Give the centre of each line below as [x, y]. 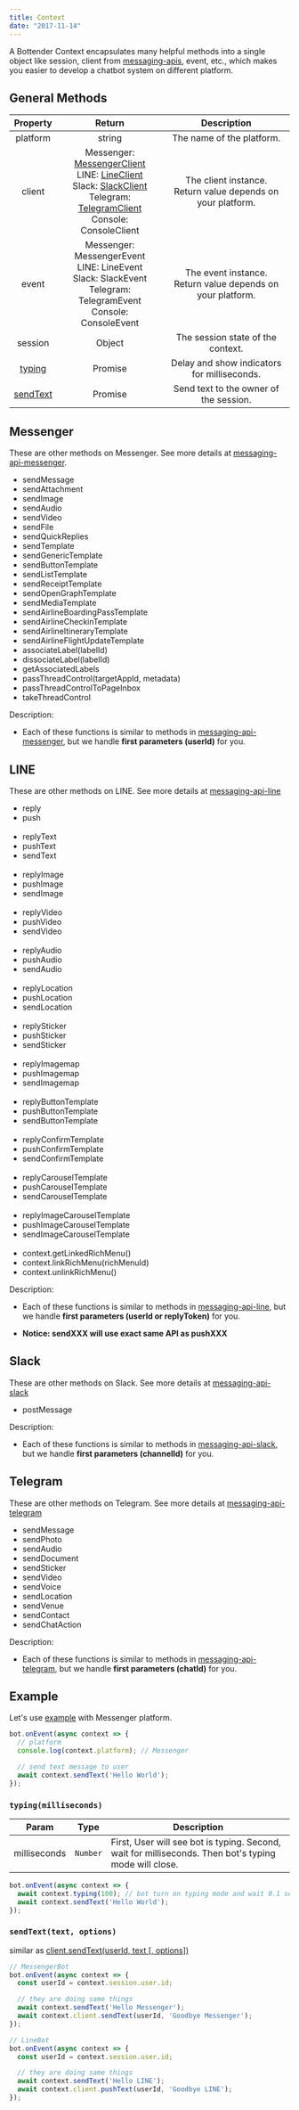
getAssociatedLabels [61, 669]
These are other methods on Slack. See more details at [110, 1383]
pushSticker [44, 1035]
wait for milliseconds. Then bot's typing [193, 1852]
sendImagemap [51, 1083]
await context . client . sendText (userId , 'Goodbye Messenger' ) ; [135, 2016]
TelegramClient [110, 209]
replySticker [44, 1026]
